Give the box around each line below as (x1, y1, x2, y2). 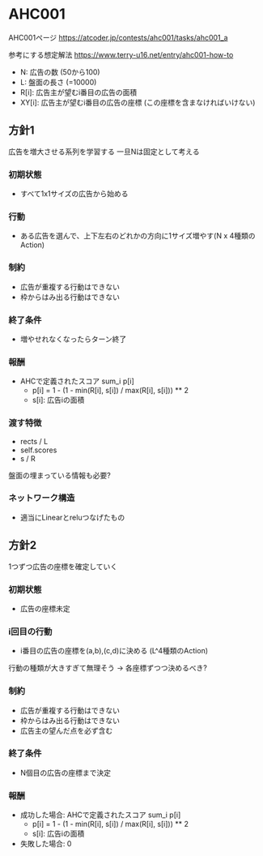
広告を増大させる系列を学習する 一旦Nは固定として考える (8, 147, 200, 156)
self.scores (19, 445, 57, 455)
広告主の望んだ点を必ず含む (19, 725, 113, 735)
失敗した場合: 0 (19, 839, 72, 849)
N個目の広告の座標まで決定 (19, 768, 112, 777)
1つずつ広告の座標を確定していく (8, 561, 118, 571)
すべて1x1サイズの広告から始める (19, 189, 129, 199)
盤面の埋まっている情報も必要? (8, 470, 111, 480)
